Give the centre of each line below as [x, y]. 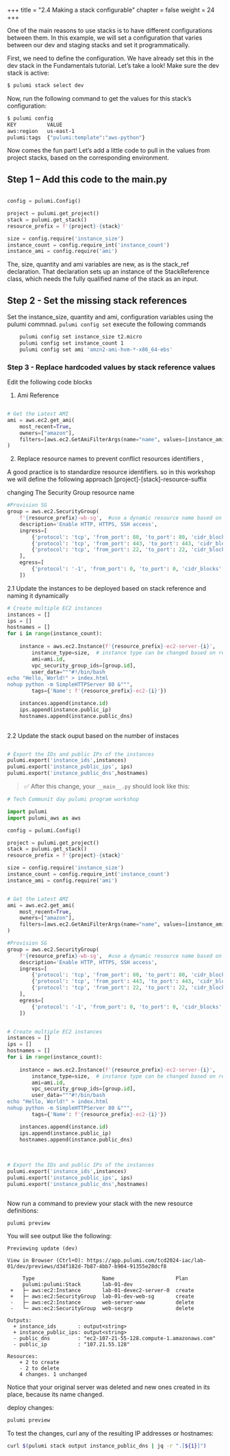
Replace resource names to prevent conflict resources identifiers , [110, 459]
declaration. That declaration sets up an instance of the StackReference [108, 272]
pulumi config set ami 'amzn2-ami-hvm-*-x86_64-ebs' [96, 349]
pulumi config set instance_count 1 [72, 343]
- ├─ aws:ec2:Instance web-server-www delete [102, 1303]
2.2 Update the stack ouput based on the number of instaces [93, 735]
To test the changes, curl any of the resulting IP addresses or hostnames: [111, 1433]
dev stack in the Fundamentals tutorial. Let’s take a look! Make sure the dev [113, 65]
